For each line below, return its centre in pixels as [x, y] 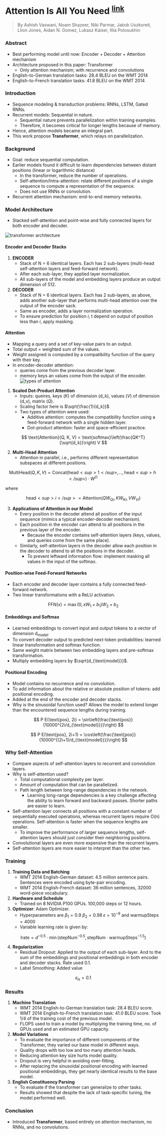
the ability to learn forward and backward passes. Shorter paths [92, 800]
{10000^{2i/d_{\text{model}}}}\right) [80, 725]
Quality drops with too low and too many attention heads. [78, 1050]
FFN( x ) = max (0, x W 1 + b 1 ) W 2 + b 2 [83, 605]
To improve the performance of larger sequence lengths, [78, 832]
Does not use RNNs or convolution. [55, 191]
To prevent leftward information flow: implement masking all [88, 556]
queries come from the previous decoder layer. [68, 370]
